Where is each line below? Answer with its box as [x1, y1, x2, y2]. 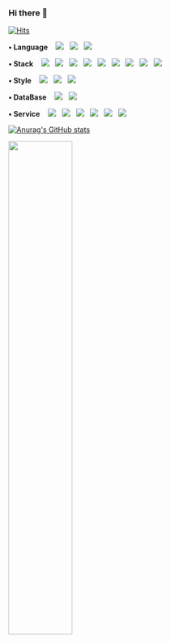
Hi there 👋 [8, 7, 49, 19]
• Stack [8, 59, 34, 69]
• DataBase [8, 92, 47, 102]
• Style [8, 76, 32, 86]
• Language [8, 42, 49, 52]
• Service [8, 109, 40, 119]
